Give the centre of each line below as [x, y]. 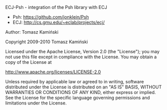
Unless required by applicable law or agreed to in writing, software [75, 82]
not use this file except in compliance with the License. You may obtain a [81, 57]
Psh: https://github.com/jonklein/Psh [51, 17]
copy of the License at [29, 62]
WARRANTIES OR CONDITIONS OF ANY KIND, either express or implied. [80, 92]
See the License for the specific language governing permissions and [78, 98]
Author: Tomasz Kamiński [32, 32]
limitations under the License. [36, 103]
